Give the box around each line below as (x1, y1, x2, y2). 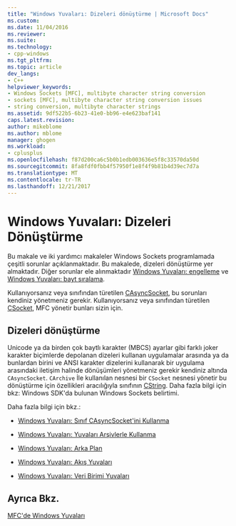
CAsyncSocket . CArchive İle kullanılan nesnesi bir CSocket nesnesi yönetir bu (7, 373, 227, 382)
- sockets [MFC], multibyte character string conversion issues (7, 97, 202, 104)
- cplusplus (7, 150, 43, 157)
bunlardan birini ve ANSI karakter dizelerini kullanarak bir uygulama (7, 359, 205, 367)
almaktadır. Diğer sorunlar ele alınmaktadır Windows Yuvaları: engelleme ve (7, 267, 229, 276)
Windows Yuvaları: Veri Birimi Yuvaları (17, 472, 130, 480)
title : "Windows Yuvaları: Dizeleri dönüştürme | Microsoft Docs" (7, 10, 209, 18)
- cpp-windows (7, 51, 50, 58)
